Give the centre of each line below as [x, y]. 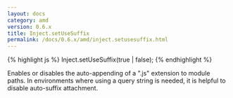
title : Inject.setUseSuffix [49, 33]
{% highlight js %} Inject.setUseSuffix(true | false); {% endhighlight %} [110, 59]
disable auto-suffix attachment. [53, 88]
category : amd [28, 20]
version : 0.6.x [30, 27]
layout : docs [26, 14]
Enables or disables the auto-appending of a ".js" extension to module [109, 73]
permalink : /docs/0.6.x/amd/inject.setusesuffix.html [88, 40]
